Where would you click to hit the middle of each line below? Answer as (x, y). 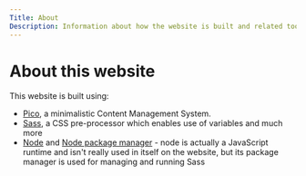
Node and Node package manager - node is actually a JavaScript (145, 142)
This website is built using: (59, 96)
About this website (82, 71)
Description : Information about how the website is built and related (146, 26)
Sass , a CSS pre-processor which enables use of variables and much (153, 123)
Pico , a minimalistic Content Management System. (117, 113)
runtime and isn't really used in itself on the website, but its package (151, 152)
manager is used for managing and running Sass (114, 162)
